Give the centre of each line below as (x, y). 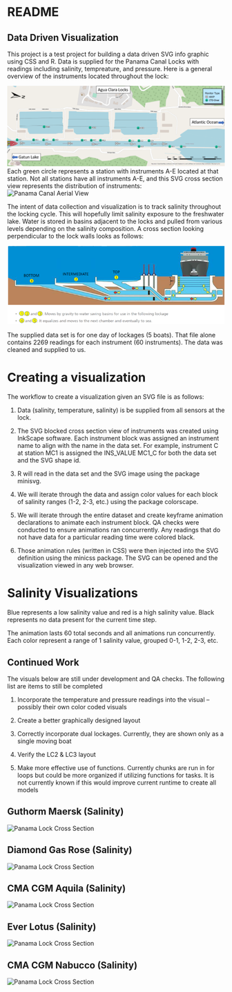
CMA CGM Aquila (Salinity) (67, 888)
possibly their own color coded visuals (72, 706)
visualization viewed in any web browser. (75, 565)
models (28, 789)
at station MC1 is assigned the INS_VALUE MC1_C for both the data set (117, 453)
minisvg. (29, 481)
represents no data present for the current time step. (82, 620)
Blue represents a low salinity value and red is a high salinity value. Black (111, 612)
